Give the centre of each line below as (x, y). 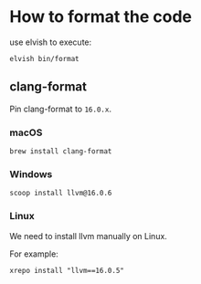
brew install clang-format (61, 152)
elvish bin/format (44, 58)
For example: (34, 254)
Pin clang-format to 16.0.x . (61, 109)
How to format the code (100, 17)
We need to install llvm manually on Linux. (88, 236)
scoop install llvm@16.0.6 (61, 194)
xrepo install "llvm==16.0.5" (67, 270)
